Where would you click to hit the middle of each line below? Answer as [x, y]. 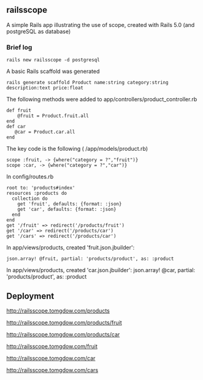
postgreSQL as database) [39, 31]
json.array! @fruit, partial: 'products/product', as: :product [90, 259]
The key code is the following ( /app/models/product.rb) [77, 149]
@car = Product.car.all [45, 132]
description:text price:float [45, 88]
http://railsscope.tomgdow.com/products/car [63, 334]
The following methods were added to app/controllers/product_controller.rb [102, 99]
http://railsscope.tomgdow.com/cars [52, 370]
